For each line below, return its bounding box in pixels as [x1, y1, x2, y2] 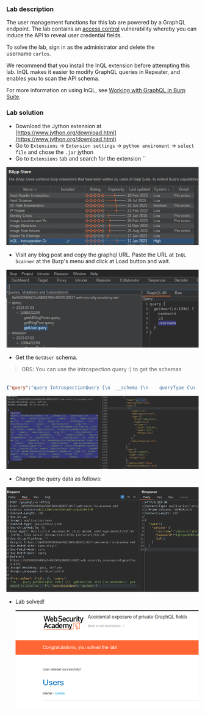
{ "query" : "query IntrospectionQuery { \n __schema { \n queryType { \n [6, 384, 195, 391]
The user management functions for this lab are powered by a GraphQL [6, 19, 186, 26]
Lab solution [6, 109, 44, 117]
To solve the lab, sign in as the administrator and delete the [6, 43, 155, 51]
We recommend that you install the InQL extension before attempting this [6, 62, 190, 69]
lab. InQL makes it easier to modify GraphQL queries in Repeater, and [6, 68, 181, 76]
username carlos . [6, 50, 51, 57]
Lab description [6, 5, 54, 13]
